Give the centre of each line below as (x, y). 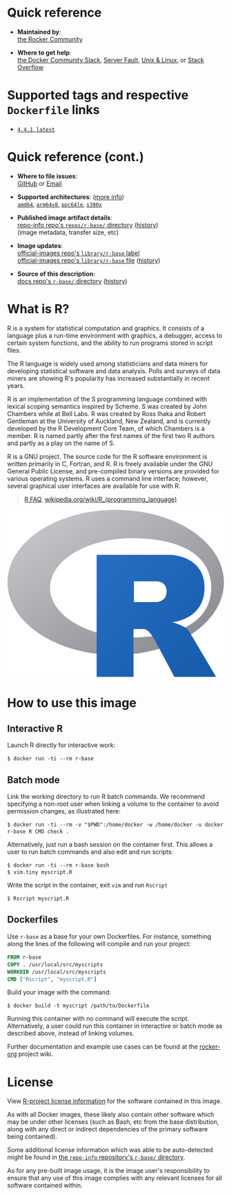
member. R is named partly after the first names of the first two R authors (111, 435)
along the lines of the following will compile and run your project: (99, 943)
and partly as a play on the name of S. (61, 443)
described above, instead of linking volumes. (71, 1033)
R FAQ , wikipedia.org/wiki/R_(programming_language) (100, 499)
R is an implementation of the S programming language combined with (107, 399)
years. (16, 386)
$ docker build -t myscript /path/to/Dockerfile (78, 1006)
